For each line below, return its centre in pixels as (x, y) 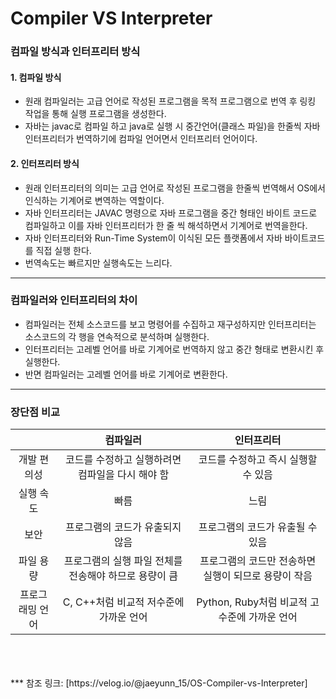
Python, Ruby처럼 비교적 (252, 602)
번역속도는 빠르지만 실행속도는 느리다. (98, 263)
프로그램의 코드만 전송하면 (258, 561)
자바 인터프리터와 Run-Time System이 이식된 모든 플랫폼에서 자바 (153, 238)
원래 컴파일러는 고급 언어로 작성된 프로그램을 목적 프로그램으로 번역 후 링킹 (170, 101)
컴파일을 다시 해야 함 (123, 475)
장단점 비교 (35, 412)
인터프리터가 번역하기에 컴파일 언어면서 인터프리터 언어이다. (141, 139)
